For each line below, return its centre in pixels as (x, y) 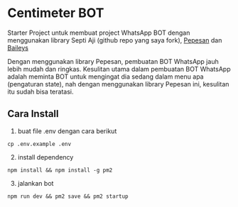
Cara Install (33, 114)
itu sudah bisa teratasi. (40, 91)
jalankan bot (36, 183)
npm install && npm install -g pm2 (60, 170)
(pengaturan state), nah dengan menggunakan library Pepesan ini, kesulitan (118, 84)
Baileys (18, 47)
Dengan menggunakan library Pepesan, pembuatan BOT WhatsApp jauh (113, 61)
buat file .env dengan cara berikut (67, 131)
